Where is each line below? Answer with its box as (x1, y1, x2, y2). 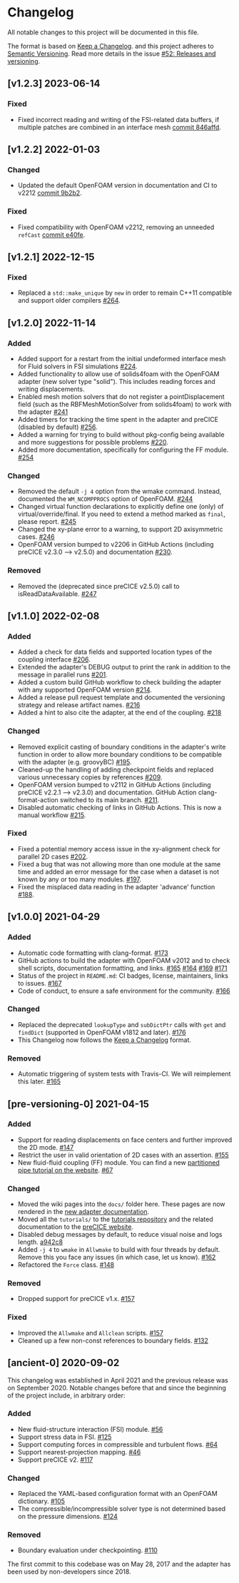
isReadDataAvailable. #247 (17, 590, 97, 598)
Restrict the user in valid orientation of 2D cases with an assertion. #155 (17, 1150, 230, 1159)
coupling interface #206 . (17, 655, 91, 664)
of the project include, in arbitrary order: (7, 1391, 126, 1400)
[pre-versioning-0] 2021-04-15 (7, 1098, 150, 1110)
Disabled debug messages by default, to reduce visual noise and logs (17, 1230, 223, 1239)
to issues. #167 (17, 978, 62, 987)
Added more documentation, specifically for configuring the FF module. (17, 445, 229, 454)
